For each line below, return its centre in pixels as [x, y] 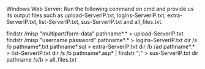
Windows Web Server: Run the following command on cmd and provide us [100, 9]
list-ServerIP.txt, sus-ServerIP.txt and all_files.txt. [101, 22]
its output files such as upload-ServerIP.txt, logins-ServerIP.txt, [86, 15]
